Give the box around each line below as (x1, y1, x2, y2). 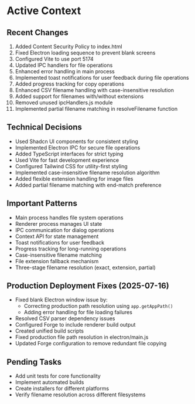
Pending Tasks (6, 357, 62, 367)
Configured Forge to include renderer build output (15, 321, 136, 328)
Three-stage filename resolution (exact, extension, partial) (15, 264, 156, 271)
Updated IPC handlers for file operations (15, 62, 113, 69)
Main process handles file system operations (15, 214, 124, 221)
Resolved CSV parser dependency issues (15, 315, 115, 322)
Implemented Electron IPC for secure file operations (15, 144, 141, 151)
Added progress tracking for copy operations (15, 80, 125, 87)
